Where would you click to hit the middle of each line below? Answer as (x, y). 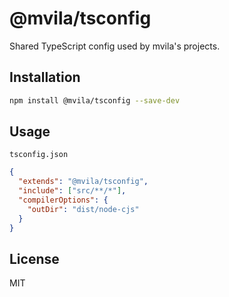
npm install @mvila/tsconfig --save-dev (95, 100)
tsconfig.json (39, 155)
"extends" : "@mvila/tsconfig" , (83, 182)
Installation (45, 77)
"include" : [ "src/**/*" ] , (72, 191)
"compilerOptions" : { (63, 200)
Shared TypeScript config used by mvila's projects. (115, 46)
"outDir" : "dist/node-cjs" (83, 209)
